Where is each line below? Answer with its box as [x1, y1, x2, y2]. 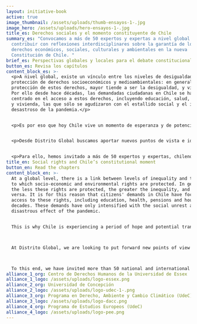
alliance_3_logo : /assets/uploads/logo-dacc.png [6, 298, 127, 304]
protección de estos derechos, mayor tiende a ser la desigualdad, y [11, 85, 185, 91]
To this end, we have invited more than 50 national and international [11, 265, 191, 271]
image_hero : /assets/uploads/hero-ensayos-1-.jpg [6, 25, 130, 31]
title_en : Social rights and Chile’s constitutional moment [6, 159, 157, 165]
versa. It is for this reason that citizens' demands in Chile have [11, 192, 182, 198]
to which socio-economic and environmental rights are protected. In [11, 181, 185, 187]
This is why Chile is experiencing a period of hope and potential [11, 224, 180, 230]
